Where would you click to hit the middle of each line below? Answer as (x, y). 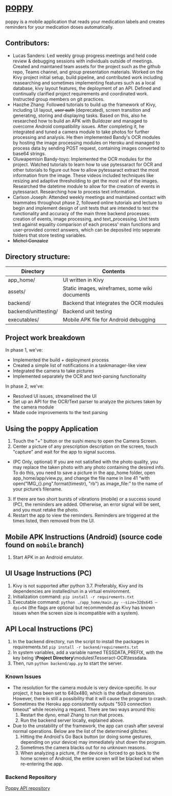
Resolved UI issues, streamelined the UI (55, 396)
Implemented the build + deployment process (61, 360)
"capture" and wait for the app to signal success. (64, 452)
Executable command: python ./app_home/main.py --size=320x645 (83, 602)
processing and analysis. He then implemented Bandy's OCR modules (87, 137)
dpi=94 (20, 608)
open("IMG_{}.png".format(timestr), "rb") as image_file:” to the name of (88, 484)
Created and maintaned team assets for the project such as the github (87, 66)
